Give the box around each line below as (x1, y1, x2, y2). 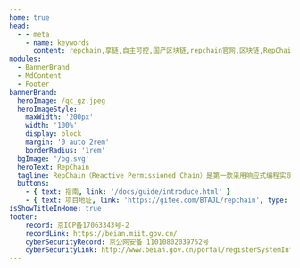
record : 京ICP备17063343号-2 (25, 221, 129, 230)
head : (9, 21, 29, 30)
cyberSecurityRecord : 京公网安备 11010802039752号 (25, 238, 210, 247)
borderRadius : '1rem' (25, 146, 105, 155)
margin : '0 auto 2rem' (25, 138, 110, 147)
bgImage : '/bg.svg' (17, 154, 90, 163)
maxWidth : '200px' (25, 113, 94, 121)
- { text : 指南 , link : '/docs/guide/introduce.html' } (25, 188, 231, 197)
